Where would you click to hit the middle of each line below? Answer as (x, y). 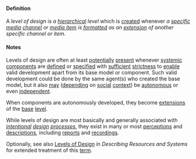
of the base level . (27, 109)
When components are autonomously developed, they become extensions (96, 103)
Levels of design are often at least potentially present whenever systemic (94, 60)
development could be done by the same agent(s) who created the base (93, 79)
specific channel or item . (36, 34)
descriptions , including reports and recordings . (63, 133)
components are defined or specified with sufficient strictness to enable (93, 66)
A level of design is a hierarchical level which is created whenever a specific (98, 21)
